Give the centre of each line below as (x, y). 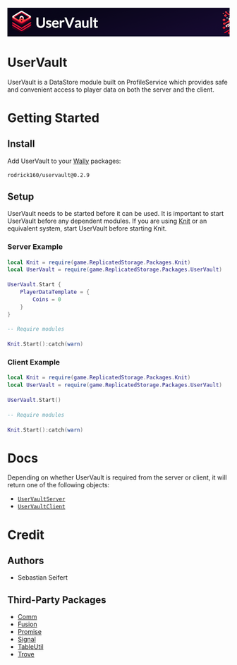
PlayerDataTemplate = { (55, 292)
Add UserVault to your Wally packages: (64, 161)
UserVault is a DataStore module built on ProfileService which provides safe (117, 82)
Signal (27, 640)
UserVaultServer (41, 499)
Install (21, 144)
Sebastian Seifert (43, 578)
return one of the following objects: (59, 485)
